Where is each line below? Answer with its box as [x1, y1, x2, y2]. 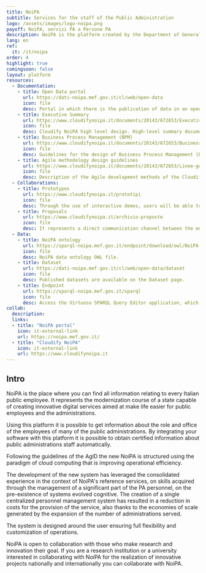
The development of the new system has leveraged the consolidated [6, 471, 180, 478]
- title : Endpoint [17, 283, 64, 289]
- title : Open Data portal [17, 89, 86, 95]
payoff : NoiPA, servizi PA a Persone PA [6, 26, 112, 32]
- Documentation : [12, 83, 56, 89]
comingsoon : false [6, 66, 53, 72]
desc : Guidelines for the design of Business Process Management [22, 151, 193, 157]
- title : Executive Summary [17, 112, 89, 118]
